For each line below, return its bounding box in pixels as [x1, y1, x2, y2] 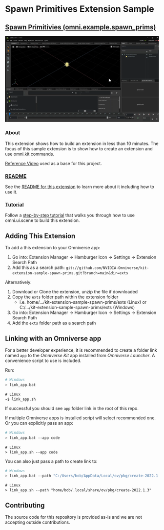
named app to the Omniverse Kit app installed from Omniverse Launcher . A [5, 353, 155, 359]
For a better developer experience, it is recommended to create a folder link [5, 347, 157, 353]
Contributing [5, 501, 45, 509]
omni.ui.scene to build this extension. [5, 217, 80, 223]
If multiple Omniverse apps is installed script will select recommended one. [5, 415, 156, 421]
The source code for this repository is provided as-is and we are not [5, 514, 143, 520]
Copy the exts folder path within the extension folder [12, 294, 119, 300]
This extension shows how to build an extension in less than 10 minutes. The [5, 141, 159, 146]
